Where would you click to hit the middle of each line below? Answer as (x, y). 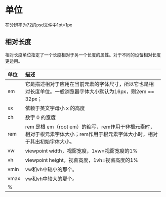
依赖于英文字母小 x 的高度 (55, 108)
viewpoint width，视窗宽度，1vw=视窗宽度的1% (81, 150)
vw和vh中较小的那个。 (51, 169)
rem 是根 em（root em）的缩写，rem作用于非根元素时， (90, 127)
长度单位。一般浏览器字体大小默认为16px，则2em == (92, 91)
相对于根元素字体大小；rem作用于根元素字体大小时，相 (89, 134)
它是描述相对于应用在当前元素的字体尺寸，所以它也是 (87, 84)
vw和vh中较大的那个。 (51, 179)
